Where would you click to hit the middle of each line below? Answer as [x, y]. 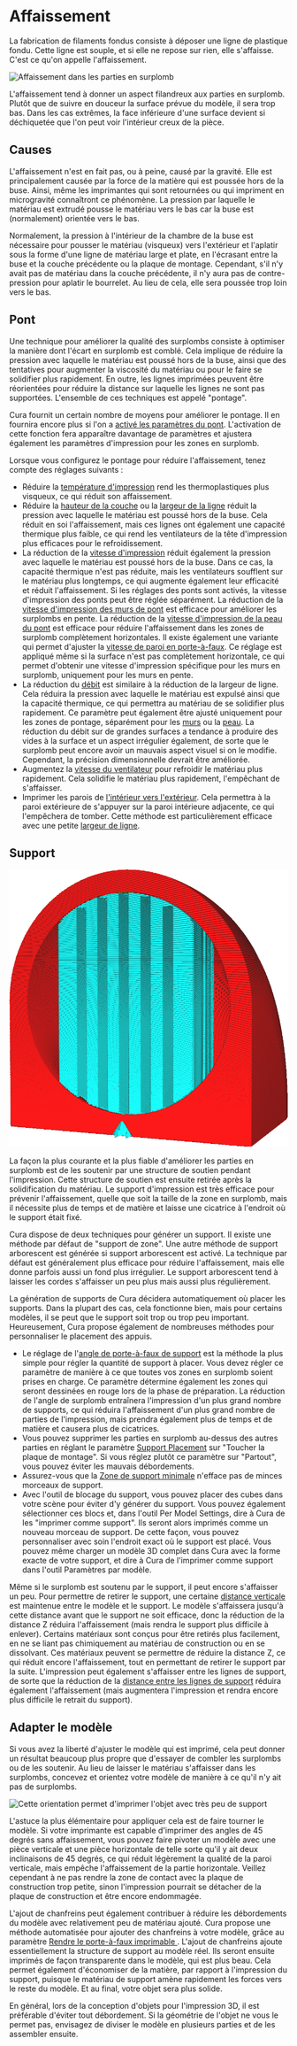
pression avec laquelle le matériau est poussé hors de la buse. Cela [145, 514]
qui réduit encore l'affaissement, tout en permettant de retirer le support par [147, 1662]
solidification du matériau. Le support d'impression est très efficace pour [142, 1189]
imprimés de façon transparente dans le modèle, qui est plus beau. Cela [140, 1960]
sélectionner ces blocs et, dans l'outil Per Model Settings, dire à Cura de [153, 1513]
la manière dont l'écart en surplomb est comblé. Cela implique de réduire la [146, 351]
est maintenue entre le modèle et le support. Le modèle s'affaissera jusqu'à [147, 1605]
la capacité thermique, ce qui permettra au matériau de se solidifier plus [153, 703]
